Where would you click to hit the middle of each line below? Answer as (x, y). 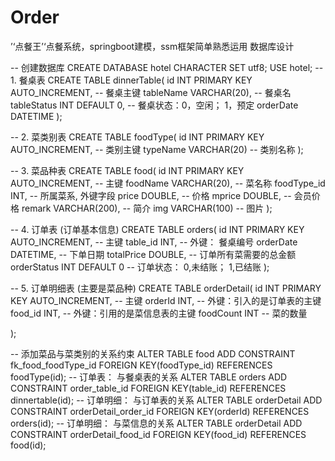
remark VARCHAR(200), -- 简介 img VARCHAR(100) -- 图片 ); (147, 208)
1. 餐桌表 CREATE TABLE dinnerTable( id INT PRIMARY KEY (131, 80)
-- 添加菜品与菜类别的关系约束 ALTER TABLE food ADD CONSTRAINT (153, 353)
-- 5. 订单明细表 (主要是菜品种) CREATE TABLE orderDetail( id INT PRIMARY (166, 288)
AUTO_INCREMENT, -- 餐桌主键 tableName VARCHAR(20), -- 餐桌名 (151, 92)
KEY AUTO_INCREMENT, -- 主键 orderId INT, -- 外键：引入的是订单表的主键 (166, 300)
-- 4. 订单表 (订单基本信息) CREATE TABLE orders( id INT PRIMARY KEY (157, 229)
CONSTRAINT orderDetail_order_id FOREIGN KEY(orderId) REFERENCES (160, 411)
